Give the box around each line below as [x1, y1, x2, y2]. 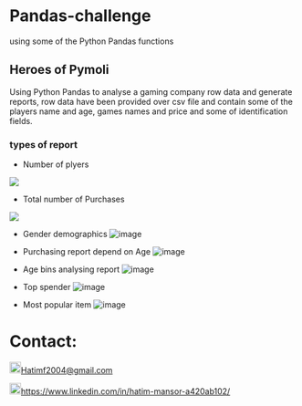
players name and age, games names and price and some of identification [9, 106, 288, 117]
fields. [9, 115, 34, 126]
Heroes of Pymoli [9, 62, 109, 78]
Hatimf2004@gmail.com [21, 364, 113, 375]
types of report [9, 138, 78, 151]
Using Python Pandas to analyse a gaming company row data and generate [9, 86, 293, 97]
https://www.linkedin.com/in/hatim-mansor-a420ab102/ [21, 385, 231, 397]
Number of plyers [22, 159, 89, 170]
